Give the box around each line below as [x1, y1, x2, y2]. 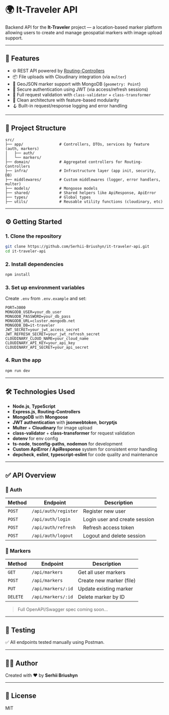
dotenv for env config [12, 435, 58, 442]
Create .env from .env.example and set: [5, 296, 87, 302]
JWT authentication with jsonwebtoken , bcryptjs [12, 419, 117, 425]
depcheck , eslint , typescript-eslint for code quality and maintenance [12, 452, 158, 458]
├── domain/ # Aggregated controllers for [5, 159, 123, 164]
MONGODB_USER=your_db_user [5, 310, 62, 315]
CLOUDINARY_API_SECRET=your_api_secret [5, 345, 89, 350]
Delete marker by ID [77, 593, 125, 600]
